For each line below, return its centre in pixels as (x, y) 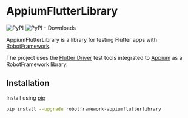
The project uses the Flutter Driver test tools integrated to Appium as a (94, 57)
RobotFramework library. (37, 64)
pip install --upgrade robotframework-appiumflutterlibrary (84, 109)
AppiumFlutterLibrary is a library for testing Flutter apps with (82, 39)
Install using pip (26, 97)
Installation (28, 83)
